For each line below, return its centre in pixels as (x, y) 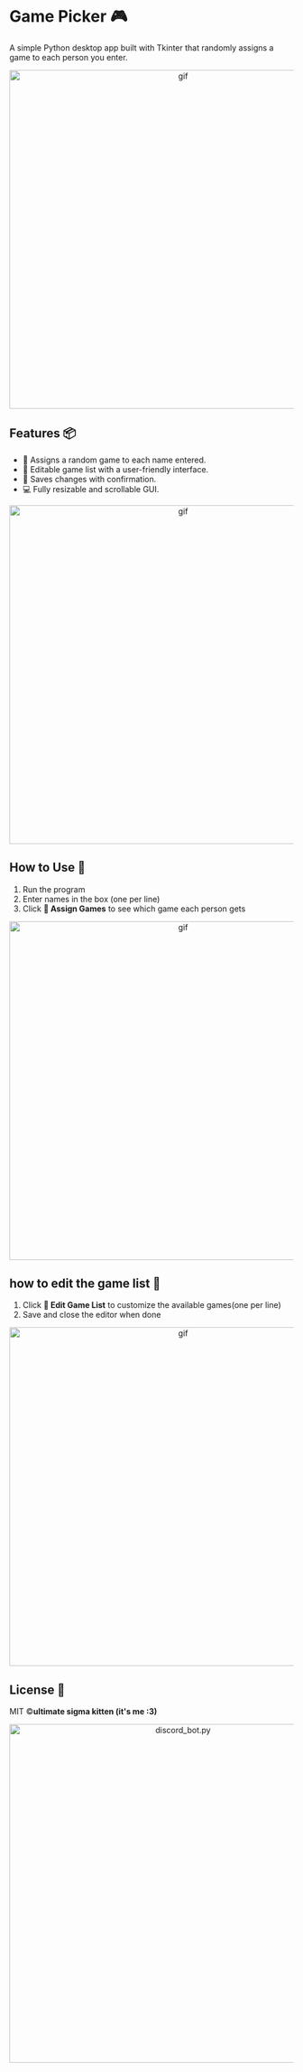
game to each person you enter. (69, 57)
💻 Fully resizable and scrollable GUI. (91, 489)
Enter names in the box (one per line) (91, 899)
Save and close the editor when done (92, 1315)
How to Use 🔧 (47, 868)
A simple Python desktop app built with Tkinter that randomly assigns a (142, 47)
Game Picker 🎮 (69, 17)
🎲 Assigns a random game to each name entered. (114, 460)
